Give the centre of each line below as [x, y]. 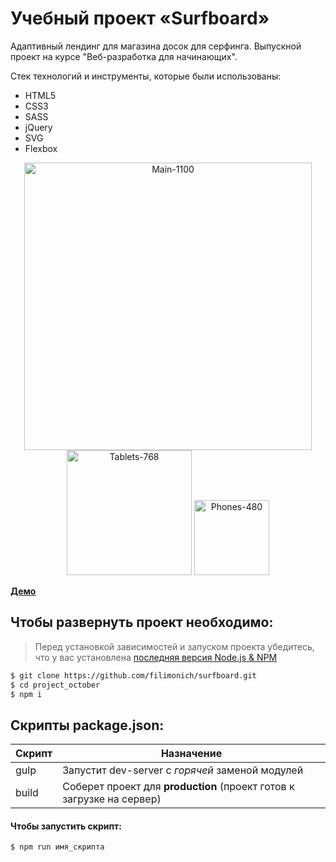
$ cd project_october [55, 685]
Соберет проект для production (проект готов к [178, 787]
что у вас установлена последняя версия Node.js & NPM [156, 657]
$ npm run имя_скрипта [57, 847]
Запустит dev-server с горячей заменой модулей [183, 770]
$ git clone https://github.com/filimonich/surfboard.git [133, 675]
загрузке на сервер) [112, 799]
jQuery [38, 127]
